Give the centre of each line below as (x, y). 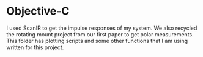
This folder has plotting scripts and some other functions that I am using (97, 41)
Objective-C (38, 11)
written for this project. (35, 47)
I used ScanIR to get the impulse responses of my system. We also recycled (102, 28)
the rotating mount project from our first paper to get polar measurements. (100, 34)
